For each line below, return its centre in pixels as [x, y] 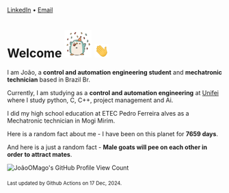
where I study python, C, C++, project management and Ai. [90, 100]
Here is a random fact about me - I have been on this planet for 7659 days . [113, 133]
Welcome [35, 53]
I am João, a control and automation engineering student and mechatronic [114, 72]
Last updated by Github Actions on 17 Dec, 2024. [65, 183]
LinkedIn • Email [30, 10]
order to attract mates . [40, 154]
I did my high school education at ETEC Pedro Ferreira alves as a [98, 113]
